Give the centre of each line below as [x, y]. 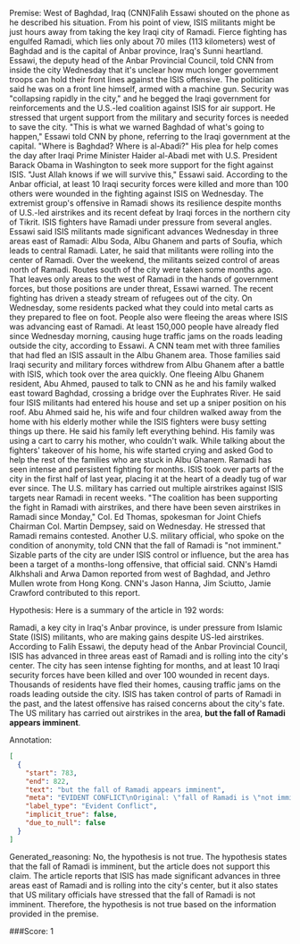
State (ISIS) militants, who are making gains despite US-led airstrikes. [137, 637]
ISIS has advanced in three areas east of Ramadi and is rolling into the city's [149, 656]
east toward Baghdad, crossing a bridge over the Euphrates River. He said [145, 393]
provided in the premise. [54, 914]
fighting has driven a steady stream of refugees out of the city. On [131, 298]
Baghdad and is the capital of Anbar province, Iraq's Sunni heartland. [136, 51]
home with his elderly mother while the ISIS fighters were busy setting [138, 421]
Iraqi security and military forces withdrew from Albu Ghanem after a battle [147, 365]
